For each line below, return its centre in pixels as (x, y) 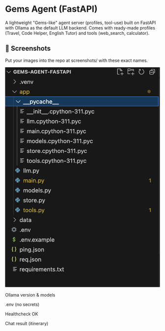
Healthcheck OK (22, 314)
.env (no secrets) (22, 304)
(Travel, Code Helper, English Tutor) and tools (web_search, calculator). (77, 33)
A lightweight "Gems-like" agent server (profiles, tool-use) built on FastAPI (81, 23)
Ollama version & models (30, 295)
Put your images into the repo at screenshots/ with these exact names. (77, 60)
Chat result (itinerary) (27, 323)
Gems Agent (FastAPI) (51, 9)
